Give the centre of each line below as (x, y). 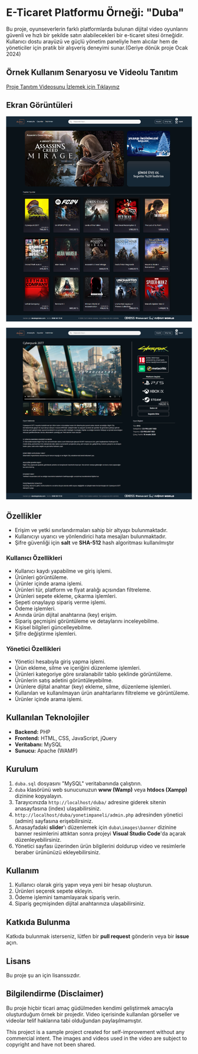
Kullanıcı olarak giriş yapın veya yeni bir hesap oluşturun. (83, 885)
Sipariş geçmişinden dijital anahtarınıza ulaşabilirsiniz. (80, 904)
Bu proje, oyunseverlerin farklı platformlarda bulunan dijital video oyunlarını (97, 29)
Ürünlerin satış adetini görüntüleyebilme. (64, 680)
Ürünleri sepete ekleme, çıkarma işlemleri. (66, 596)
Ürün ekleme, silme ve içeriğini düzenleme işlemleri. (78, 668)
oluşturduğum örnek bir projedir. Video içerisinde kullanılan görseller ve (93, 1014)
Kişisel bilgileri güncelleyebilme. (53, 627)
